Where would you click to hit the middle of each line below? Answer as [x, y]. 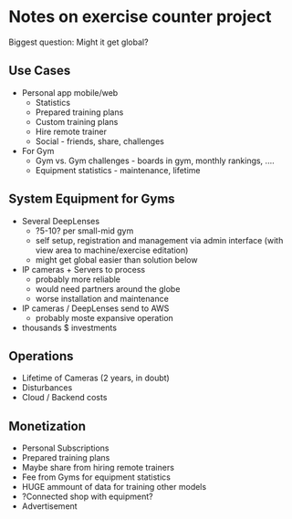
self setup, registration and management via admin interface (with [159, 240]
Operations [41, 356]
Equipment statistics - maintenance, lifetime [118, 170]
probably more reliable [78, 279]
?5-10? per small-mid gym [84, 231]
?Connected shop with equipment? [88, 497]
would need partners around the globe [108, 288]
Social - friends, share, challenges [100, 141]
